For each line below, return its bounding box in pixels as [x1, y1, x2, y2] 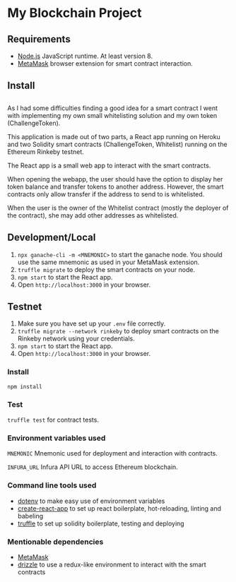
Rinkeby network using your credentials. [17, 334, 136, 343]
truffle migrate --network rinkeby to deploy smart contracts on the [17, 327, 219, 335]
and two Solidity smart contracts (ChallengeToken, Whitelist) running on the [7, 140, 228, 148]
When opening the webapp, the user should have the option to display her [7, 174, 223, 183]
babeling [17, 511, 44, 520]
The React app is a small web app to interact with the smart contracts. [7, 161, 211, 170]
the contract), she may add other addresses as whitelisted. [7, 210, 179, 220]
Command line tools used [7, 480, 97, 490]
